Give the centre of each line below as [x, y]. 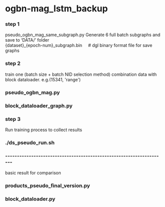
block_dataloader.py [30, 199]
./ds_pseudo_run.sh [30, 143]
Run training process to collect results [44, 130]
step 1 [12, 24]
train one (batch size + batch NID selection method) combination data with [81, 74]
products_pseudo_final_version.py [48, 186]
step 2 [13, 63]
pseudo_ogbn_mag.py [33, 92]
